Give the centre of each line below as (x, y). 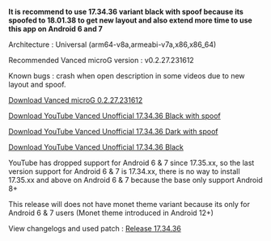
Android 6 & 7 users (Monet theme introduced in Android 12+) (111, 213)
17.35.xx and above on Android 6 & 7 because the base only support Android (135, 180)
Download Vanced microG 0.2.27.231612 (76, 100)
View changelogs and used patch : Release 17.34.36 (95, 228)
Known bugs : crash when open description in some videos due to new (127, 76)
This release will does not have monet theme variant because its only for (129, 204)
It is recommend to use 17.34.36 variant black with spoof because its (126, 12)
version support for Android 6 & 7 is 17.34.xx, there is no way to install (124, 171)
